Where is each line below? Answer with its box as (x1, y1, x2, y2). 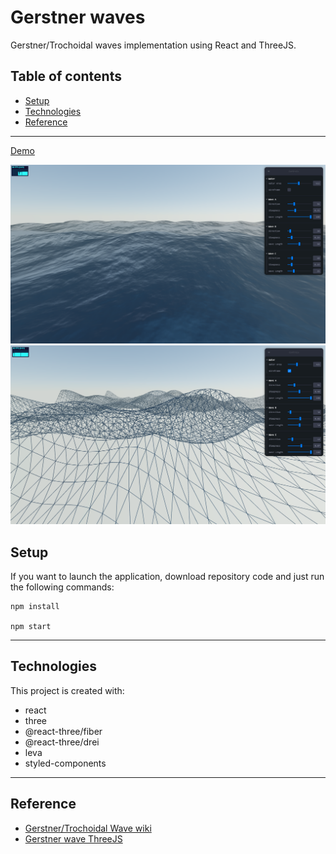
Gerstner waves (10, 6, 146, 29)
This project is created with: (10, 684, 125, 696)
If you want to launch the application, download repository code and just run (10, 570, 325, 582)
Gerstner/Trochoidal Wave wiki (24, 822, 152, 834)
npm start (10, 621, 52, 631)
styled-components (24, 757, 107, 769)
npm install (10, 601, 60, 611)
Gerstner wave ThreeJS (24, 832, 123, 845)
